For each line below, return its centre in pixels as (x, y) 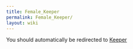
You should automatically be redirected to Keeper (67, 40)
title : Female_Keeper (33, 12)
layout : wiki (22, 23)
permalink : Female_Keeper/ (39, 17)
